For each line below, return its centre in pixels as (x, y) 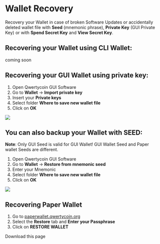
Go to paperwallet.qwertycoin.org (46, 217)
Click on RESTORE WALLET (40, 227)
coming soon (18, 60)
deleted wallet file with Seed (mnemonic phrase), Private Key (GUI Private (80, 27)
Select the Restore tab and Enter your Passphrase (64, 222)
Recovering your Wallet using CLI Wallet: (69, 48)
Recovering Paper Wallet (44, 204)
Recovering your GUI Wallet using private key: (77, 75)
